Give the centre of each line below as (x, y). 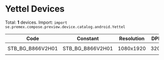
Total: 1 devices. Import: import (36, 22)
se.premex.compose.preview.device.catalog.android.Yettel (65, 27)
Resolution (132, 38)
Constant (88, 38)
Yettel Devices (35, 9)
